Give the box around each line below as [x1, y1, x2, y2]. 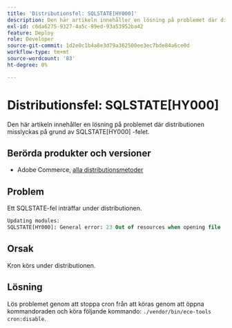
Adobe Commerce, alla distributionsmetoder [17, 166, 144, 174]
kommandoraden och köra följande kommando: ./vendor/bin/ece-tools [7, 307, 212, 315]
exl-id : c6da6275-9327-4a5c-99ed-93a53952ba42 [7, 23, 144, 30]
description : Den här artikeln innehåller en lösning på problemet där [7, 17, 217, 23]
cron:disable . [7, 314, 46, 322]
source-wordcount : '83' [7, 55, 76, 62]
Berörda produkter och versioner [7, 147, 151, 159]
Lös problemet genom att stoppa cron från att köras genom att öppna [7, 300, 205, 308]
